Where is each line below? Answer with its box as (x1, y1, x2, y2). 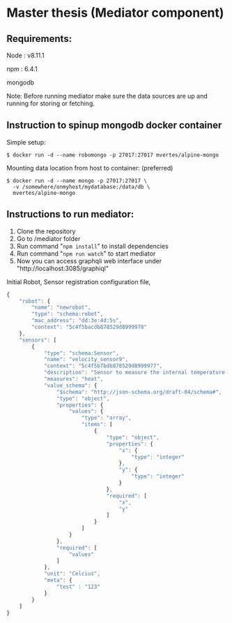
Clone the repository (16, 227, 76, 235)
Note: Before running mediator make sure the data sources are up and (6, 92, 208, 100)
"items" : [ (81, 421, 113, 428)
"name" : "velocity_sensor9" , (43, 356, 129, 363)
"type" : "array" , (81, 414, 132, 422)
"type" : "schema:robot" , (31, 311, 104, 318)
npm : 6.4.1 (6, 65, 38, 73)
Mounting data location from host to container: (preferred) (6, 163, 173, 172)
